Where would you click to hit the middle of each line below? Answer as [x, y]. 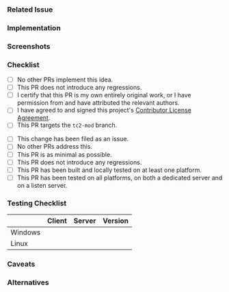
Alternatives [28, 282]
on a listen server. [42, 185]
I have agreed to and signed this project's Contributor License [104, 110]
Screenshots [29, 46]
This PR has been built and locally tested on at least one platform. [109, 170]
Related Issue [30, 10]
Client [57, 221]
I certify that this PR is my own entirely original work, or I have [104, 95]
